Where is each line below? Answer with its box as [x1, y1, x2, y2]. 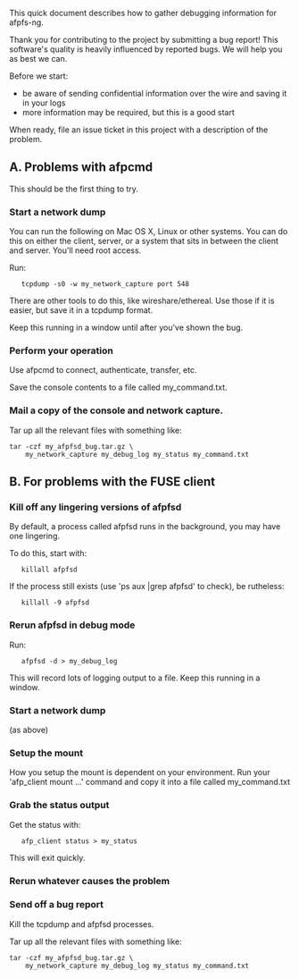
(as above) [9, 724, 49, 735]
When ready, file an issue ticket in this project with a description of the [9, 124, 269, 135]
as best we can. [9, 54, 68, 63]
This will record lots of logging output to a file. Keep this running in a [9, 672, 261, 683]
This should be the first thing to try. [9, 183, 138, 194]
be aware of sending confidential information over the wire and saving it [21, 89, 287, 98]
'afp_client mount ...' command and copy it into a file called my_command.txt [9, 777, 291, 788]
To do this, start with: [9, 548, 87, 559]
